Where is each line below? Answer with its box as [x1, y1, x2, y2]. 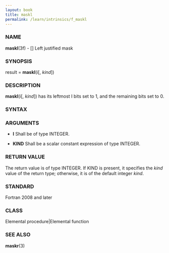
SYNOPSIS [5, 58, 32, 65]
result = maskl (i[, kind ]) [5, 69, 55, 75]
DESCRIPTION [5, 81, 41, 89]
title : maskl [5, 12, 33, 17]
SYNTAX [5, 106, 27, 113]
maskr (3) [5, 242, 25, 248]
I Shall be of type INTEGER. [12, 131, 70, 137]
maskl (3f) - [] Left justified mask [5, 45, 73, 51]
